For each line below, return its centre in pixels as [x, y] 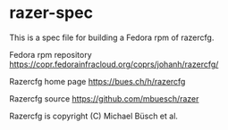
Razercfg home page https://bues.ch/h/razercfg [97, 81]
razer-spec [51, 13]
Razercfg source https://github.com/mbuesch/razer [104, 98]
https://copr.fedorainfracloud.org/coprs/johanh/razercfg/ [114, 64]
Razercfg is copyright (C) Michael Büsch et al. [94, 116]
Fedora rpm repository [51, 54]
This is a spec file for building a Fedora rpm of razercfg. [112, 37]
